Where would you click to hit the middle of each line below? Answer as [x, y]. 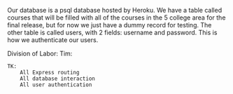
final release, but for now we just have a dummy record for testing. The [110, 25]
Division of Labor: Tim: [40, 53]
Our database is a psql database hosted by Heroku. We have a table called [115, 10]
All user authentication [56, 85]
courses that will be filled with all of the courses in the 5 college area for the [116, 18]
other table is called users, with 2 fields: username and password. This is [112, 32]
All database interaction [58, 79]
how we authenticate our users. [53, 40]
